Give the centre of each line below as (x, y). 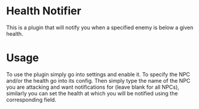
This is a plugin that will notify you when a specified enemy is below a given (100, 27)
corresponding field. (31, 99)
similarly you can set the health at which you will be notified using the (92, 93)
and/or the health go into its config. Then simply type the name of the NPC (98, 80)
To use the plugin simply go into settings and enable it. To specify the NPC (98, 74)
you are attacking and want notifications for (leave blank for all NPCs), (93, 87)
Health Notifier (44, 11)
